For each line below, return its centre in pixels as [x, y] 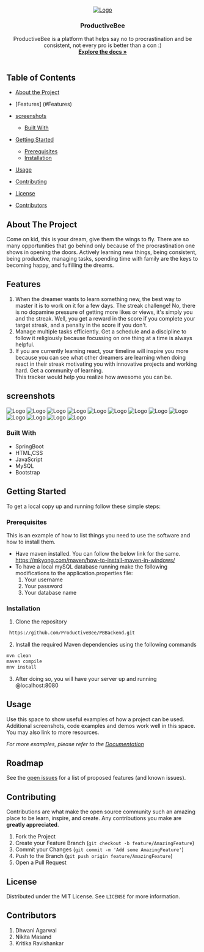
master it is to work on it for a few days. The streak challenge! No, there [105, 305]
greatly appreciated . [33, 825]
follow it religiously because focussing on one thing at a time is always [104, 338]
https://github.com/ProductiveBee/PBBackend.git [72, 633]
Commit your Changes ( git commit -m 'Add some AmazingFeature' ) [100, 849]
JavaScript [29, 459]
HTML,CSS [29, 452]
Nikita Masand [33, 937]
